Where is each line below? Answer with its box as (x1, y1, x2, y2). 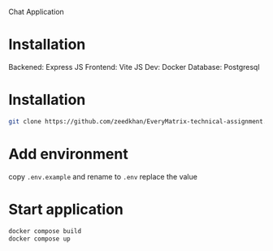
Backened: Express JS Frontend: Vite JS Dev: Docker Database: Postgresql (8, 62, 260, 71)
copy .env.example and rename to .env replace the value (8, 171, 197, 181)
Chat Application (8, 7, 65, 16)
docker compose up (8, 235, 71, 243)
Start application (8, 200, 123, 219)
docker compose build (8, 227, 82, 235)
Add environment (8, 145, 128, 163)
